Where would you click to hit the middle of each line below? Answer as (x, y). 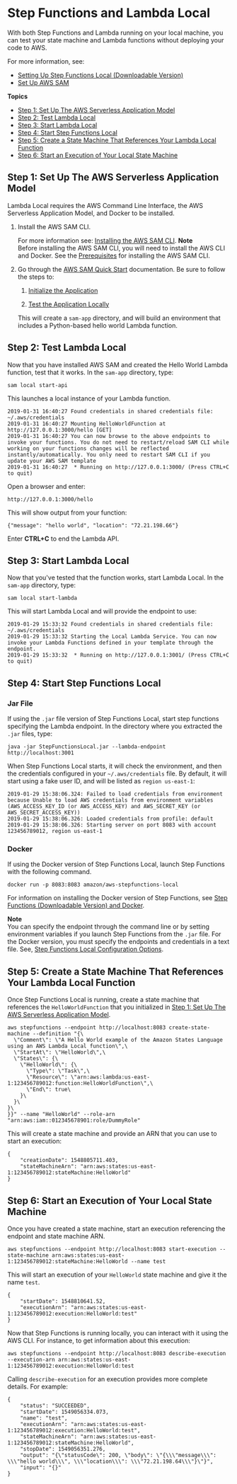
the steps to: (36, 277)
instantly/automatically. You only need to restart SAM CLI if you (109, 454)
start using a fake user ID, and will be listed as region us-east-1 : (102, 781)
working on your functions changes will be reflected (88, 448)
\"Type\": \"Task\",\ (58, 1071)
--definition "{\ (58, 1034)
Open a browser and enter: (47, 486)
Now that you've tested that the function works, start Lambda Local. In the (116, 577)
